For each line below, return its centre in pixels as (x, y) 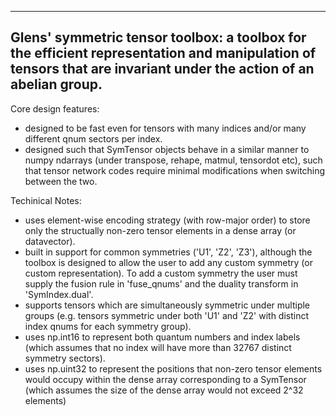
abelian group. (56, 84)
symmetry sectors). (65, 358)
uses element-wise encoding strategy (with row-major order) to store (167, 220)
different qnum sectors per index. (93, 138)
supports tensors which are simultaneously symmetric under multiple (167, 305)
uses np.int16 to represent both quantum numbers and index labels (162, 337)
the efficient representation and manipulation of (163, 53)
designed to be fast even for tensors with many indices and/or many (165, 128)
